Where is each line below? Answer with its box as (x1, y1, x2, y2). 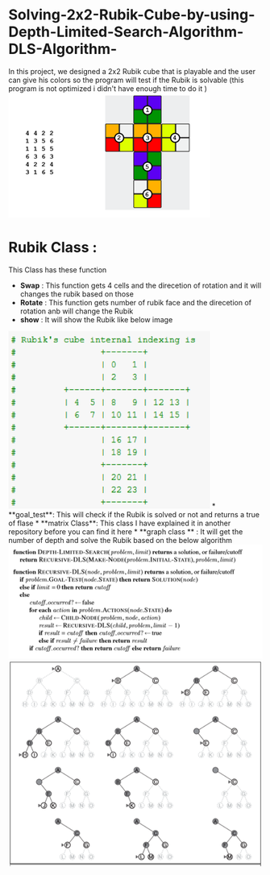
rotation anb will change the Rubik (19, 306, 134, 316)
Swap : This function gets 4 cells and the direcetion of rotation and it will (19, 280, 262, 290)
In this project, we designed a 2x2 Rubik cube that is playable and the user (8, 66, 256, 76)
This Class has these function (8, 264, 107, 275)
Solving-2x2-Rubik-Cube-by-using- (8, 6, 255, 24)
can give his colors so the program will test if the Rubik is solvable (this (8, 75, 244, 85)
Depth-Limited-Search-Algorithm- (8, 23, 244, 41)
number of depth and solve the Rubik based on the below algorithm (8, 536, 232, 545)
